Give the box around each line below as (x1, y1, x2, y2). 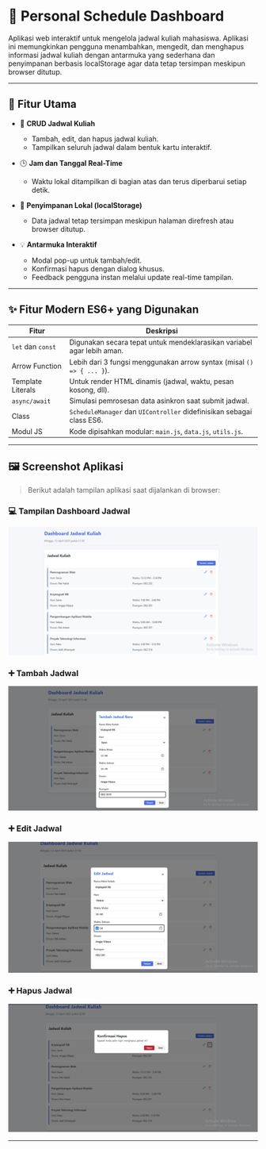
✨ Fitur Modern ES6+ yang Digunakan (8, 303, 199, 317)
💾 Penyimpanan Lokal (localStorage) (19, 200, 142, 209)
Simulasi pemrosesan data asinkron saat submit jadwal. (69, 396, 249, 405)
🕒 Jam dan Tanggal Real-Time (19, 158, 123, 167)
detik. (31, 185, 51, 194)
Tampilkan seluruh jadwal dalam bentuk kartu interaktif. (31, 142, 212, 152)
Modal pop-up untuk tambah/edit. (31, 256, 142, 265)
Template (11, 376, 42, 386)
